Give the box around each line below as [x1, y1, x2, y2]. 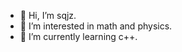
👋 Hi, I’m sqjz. [19, 10, 77, 21]
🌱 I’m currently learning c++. [19, 31, 138, 42]
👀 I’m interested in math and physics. [19, 20, 173, 32]
